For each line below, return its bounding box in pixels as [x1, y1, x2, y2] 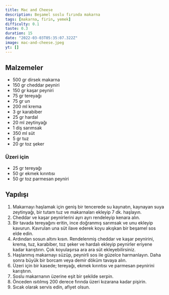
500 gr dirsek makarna [12, 77, 61, 83]
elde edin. [12, 230, 34, 237]
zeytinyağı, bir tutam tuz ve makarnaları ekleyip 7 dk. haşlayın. [12, 209, 142, 215]
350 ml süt [12, 130, 35, 136]
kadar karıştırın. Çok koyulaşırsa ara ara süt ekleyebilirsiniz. [12, 246, 136, 252]
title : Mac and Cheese [5, 7, 53, 13]
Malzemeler [5, 63, 43, 72]
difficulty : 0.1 [5, 21, 39, 27]
